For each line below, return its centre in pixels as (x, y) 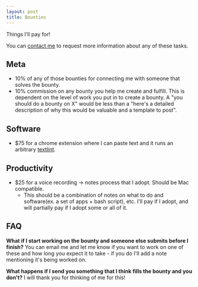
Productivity (30, 168)
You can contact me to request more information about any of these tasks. (97, 46)
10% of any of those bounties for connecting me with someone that (97, 78)
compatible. (29, 188)
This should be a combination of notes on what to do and (93, 195)
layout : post (22, 12)
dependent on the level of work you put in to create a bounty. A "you (99, 97)
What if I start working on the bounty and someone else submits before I (97, 241)
